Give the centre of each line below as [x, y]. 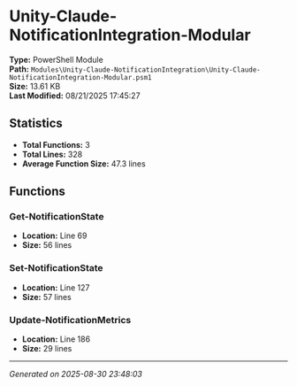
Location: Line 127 [56, 287]
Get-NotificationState [57, 217]
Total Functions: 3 [56, 144]
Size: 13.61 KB [35, 86]
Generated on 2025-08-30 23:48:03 [76, 374]
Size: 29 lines [47, 349]
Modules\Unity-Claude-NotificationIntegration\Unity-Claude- [145, 69]
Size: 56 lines [47, 245]
